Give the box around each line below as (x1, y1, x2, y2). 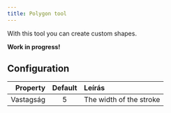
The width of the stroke (83, 95, 161, 105)
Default (52, 83, 77, 93)
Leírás (83, 83, 105, 93)
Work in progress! (7, 42, 61, 51)
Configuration (7, 63, 70, 75)
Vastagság (10, 95, 46, 105)
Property (15, 83, 46, 93)
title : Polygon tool (7, 10, 68, 17)
